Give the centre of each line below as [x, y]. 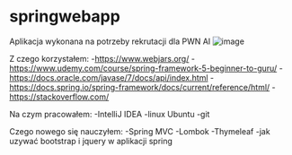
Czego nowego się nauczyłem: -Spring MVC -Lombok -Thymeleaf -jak [140, 131]
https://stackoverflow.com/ [59, 97]
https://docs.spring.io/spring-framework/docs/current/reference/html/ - [142, 87]
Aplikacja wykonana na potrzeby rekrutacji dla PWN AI [110, 41]
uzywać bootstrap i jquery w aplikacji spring [91, 141]
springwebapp [65, 17]
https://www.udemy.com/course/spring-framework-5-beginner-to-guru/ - [146, 68]
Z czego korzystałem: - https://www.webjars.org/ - [102, 58]
